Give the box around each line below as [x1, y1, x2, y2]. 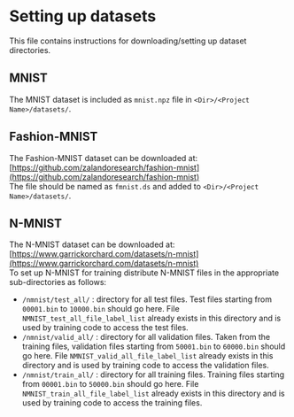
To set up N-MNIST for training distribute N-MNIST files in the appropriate [9, 267, 280, 278]
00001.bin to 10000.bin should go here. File [21, 304, 180, 314]
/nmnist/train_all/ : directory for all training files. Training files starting [21, 369, 285, 380]
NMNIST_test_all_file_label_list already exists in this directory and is [21, 313, 282, 324]
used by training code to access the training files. [21, 398, 203, 408]
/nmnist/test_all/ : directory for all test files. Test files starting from [21, 294, 273, 305]
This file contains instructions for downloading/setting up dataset [9, 35, 247, 46]
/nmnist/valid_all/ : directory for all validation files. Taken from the [21, 332, 271, 343]
